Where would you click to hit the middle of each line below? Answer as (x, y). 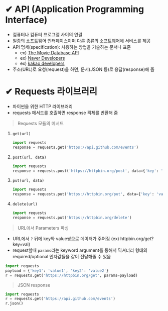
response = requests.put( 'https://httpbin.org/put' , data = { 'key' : (83, 194)
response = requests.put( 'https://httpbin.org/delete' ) (72, 218)
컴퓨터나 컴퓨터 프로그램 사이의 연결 (47, 34)
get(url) (22, 134)
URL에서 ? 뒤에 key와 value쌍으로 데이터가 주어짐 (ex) (66, 238)
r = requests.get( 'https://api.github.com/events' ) (60, 299)
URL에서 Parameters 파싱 (43, 228)
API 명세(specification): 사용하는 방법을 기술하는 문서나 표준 (72, 47)
